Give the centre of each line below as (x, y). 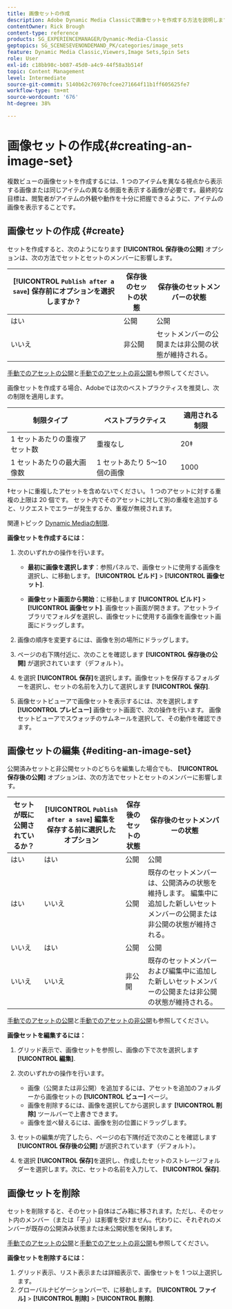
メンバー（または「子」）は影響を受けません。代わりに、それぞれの (120, 1220)
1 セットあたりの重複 (45, 438)
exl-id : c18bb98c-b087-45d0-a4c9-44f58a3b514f (75, 65)
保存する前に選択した (81, 830)
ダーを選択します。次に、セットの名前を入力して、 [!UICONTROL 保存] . (119, 1169)
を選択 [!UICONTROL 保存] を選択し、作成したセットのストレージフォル (119, 1161)
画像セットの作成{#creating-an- (100, 146)
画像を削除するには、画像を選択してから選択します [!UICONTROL (121, 1105)
